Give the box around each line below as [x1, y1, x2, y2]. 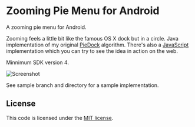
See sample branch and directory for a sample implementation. [6, 81, 159, 89]
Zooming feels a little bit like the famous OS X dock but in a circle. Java [6, 35, 179, 42]
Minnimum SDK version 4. [6, 59, 70, 66]
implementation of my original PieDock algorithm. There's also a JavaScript [6, 41, 189, 48]
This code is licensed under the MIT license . [6, 114, 114, 121]
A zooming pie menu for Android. [6, 24, 87, 31]
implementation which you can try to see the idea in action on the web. [6, 47, 179, 54]
